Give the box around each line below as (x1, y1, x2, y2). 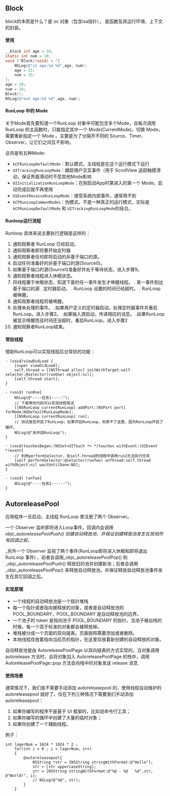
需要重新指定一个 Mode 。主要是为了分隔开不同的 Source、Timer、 (5, 132, 146, 139)
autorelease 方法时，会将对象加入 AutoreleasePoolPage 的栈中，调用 (5, 653, 150, 660)
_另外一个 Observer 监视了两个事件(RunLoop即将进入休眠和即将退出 (5, 548, 148, 554)
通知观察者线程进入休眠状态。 (12, 273, 75, 279)
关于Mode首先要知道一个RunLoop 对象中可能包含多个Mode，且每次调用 (5, 120, 156, 126)
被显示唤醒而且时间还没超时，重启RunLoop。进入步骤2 (12, 318, 128, 324)
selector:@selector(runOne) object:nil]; (5, 372, 94, 377)
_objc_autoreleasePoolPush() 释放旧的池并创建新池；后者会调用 (5, 561, 139, 567)
